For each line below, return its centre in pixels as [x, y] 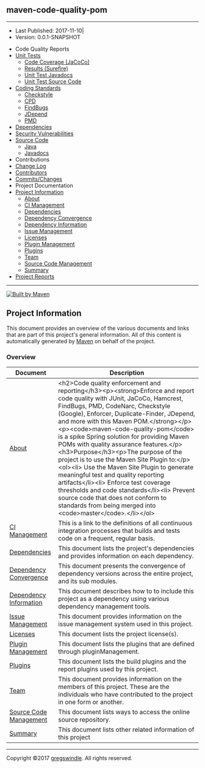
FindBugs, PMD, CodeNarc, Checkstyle [114, 406]
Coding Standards [38, 88]
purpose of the [161, 452]
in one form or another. [91, 702]
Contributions [32, 159]
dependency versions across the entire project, [125, 573]
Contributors [31, 172]
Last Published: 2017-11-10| [49, 31]
